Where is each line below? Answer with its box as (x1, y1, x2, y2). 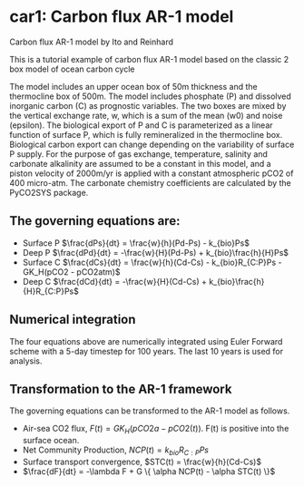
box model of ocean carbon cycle (9, 63, 135, 74)
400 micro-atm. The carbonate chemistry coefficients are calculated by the (9, 177, 292, 188)
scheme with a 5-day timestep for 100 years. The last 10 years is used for (9, 345, 284, 356)
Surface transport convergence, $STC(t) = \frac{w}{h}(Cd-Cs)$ (22, 456, 261, 467)
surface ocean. (22, 435, 80, 446)
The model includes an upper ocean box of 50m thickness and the (9, 81, 258, 92)
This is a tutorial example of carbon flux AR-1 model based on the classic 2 (9, 53, 289, 64)
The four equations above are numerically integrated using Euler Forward (9, 335, 283, 346)
